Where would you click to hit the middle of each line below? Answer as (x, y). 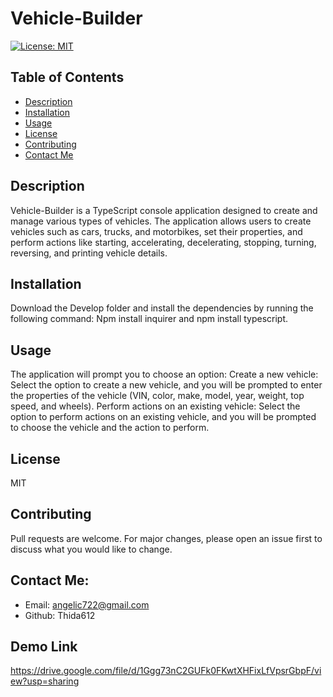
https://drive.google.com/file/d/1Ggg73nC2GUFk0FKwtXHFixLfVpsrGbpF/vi (166, 671)
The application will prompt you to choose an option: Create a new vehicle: (164, 374)
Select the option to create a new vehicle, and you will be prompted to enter (166, 385)
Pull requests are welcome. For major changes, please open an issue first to (166, 538)
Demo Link (44, 647)
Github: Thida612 (60, 615)
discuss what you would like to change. (91, 549)
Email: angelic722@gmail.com (87, 604)
